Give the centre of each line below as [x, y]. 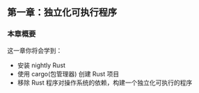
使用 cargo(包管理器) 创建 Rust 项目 [68, 74]
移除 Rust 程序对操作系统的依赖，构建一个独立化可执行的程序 [105, 83]
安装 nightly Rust [41, 65]
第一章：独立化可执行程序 [62, 12]
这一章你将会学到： [35, 50]
